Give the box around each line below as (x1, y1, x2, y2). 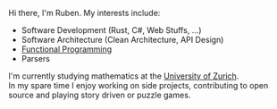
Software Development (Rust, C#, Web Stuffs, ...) (21, 25, 202, 35)
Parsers (21, 54, 51, 63)
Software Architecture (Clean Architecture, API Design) (21, 35, 224, 45)
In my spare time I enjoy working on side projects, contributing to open (8, 80, 269, 90)
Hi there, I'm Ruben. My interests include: (8, 8, 161, 18)
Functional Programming (21, 44, 113, 54)
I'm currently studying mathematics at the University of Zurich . (8, 71, 239, 81)
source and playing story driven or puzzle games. (8, 89, 191, 100)
